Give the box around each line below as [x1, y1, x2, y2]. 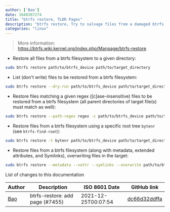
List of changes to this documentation [5, 172, 84, 178]
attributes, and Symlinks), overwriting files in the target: [12, 152, 129, 158]
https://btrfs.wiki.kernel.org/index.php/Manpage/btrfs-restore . [17, 46, 148, 52]
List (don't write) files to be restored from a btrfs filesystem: [12, 74, 138, 80]
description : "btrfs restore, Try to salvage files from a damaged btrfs [5, 21, 164, 27]
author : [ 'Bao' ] [5, 7, 39, 13]
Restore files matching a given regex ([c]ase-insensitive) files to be [12, 93, 153, 99]
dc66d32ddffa [127, 195, 162, 202]
